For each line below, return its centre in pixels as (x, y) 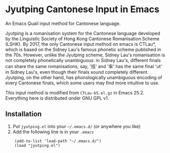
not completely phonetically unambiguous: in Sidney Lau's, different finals (83, 60)
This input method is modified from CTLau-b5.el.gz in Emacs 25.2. (75, 93)
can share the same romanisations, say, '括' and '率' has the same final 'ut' (84, 66)
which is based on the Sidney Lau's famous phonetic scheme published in (83, 49)
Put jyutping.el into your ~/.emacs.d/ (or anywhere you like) (77, 126)
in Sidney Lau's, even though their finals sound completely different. (77, 72)
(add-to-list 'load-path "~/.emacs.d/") (58, 141)
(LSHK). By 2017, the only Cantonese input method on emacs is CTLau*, (81, 44)
